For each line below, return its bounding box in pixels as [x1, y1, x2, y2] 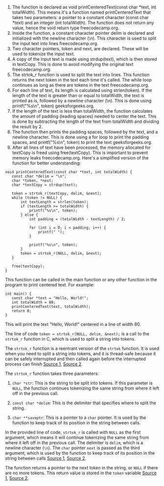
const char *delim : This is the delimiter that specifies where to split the [12, 400, 157, 406]
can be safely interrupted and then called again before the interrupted [5, 356, 146, 362]
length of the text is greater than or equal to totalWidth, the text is [12, 93, 144, 98]
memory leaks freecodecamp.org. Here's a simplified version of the [12, 155, 149, 161]
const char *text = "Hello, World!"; [11, 296, 89, 301]
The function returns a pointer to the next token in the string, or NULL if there [5, 465, 158, 470]
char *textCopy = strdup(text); [11, 183, 78, 187]
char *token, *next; [11, 178, 54, 183]
